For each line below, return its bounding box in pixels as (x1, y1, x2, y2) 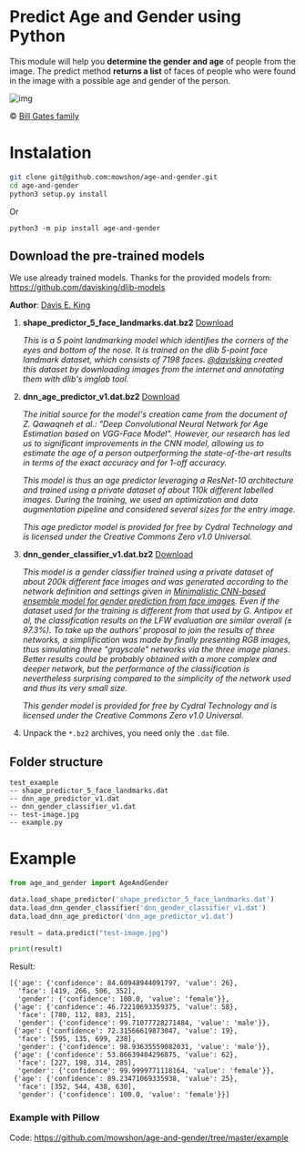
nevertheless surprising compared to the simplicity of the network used (22, 673, 291, 684)
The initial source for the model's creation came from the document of (22, 409, 288, 420)
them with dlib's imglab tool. (22, 373, 129, 384)
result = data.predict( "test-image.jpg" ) (9, 928, 169, 937)
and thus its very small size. (22, 683, 128, 694)
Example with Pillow (9, 1111, 100, 1124)
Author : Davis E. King (9, 300, 91, 311)
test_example (9, 779, 59, 788)
